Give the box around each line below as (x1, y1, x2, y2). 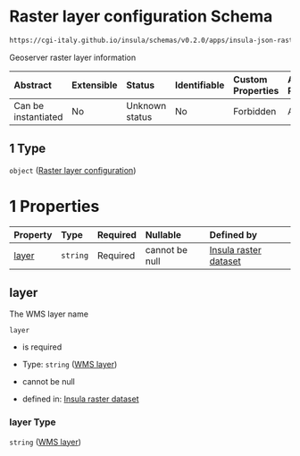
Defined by (209, 228, 257, 241)
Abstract (13, 79, 52, 91)
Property (13, 228, 53, 241)
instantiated (13, 110, 63, 122)
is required (21, 342, 62, 352)
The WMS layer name (9, 308, 89, 319)
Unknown (126, 99, 167, 112)
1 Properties (9, 196, 100, 216)
